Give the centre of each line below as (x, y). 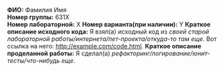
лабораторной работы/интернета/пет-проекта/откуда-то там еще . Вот (112, 39)
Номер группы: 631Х (38, 17)
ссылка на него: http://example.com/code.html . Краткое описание (104, 46)
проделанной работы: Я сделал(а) (59, 53)
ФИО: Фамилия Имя (37, 10)
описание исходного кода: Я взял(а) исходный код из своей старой (108, 31)
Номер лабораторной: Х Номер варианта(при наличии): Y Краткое (109, 24)
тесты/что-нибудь (34, 60)
